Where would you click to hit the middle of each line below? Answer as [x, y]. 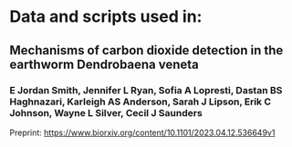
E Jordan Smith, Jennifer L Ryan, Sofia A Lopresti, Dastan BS [146, 90]
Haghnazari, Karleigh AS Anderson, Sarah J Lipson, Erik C [141, 102]
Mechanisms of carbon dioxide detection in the [146, 50]
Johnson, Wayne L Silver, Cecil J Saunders [106, 113]
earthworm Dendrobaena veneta [104, 64]
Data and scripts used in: [106, 17]
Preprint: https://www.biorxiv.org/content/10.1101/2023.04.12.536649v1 [142, 132]
